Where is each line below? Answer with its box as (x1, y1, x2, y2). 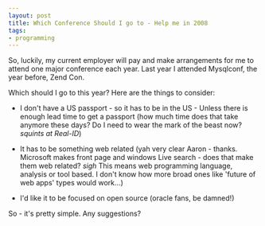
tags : (8, 26, 26, 34)
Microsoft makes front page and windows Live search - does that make (19, 153, 254, 162)
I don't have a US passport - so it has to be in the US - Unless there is (19, 103, 248, 113)
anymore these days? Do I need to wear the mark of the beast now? (19, 120, 243, 130)
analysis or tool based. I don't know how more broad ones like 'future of (19, 169, 256, 179)
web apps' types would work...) (19, 178, 123, 188)
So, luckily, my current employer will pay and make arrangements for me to (8, 56, 255, 65)
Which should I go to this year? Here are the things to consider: (8, 88, 216, 98)
